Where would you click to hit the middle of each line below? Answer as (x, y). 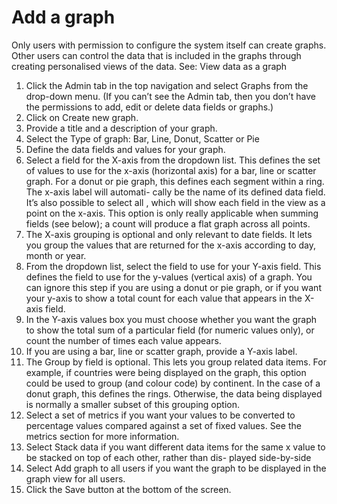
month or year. (56, 255)
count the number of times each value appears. (123, 340)
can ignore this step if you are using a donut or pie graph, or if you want (173, 287)
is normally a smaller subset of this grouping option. (133, 404)
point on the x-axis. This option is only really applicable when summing (172, 213)
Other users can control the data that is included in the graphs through (156, 55)
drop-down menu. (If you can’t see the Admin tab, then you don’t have (170, 96)
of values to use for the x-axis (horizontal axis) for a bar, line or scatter (171, 170)
